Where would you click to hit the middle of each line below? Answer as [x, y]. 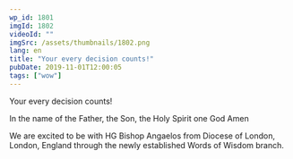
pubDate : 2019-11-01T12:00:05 [66, 68]
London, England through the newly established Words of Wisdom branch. [147, 145]
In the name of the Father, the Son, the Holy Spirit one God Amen [129, 118]
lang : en [26, 51]
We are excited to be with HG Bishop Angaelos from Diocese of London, [142, 136]
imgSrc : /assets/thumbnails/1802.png [80, 42]
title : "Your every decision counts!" [82, 59]
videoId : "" [31, 34]
